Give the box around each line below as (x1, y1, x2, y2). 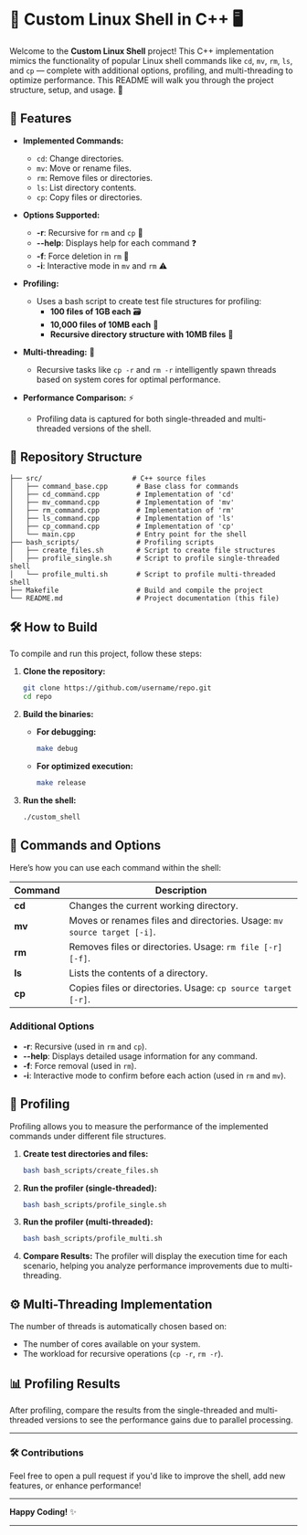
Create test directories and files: (22, 1148, 149, 1159)
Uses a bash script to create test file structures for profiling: (36, 295, 262, 306)
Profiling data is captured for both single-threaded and (36, 413, 242, 424)
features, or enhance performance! (9, 1480, 142, 1491)
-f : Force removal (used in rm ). (22, 1060, 137, 1071)
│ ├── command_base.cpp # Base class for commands (9, 482, 239, 491)
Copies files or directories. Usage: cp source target (69, 981, 292, 994)
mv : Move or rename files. (36, 163, 132, 174)
